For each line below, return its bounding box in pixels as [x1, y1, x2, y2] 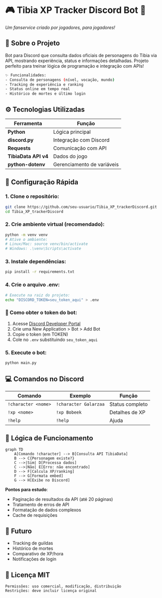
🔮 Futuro [5, 527, 32, 535]
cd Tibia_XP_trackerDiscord [5, 209, 64, 214]
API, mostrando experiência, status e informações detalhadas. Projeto [5, 58, 149, 64]
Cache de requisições [12, 512, 58, 518]
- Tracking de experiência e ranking [5, 82, 84, 87]
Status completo [109, 401, 148, 408]
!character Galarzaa [56, 401, 105, 407]
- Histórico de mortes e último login [5, 91, 86, 96]
